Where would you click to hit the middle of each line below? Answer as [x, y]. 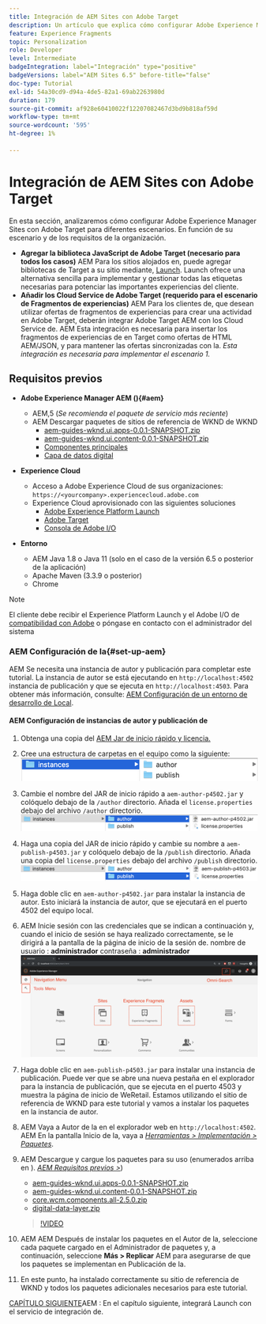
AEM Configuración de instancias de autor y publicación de [109, 721]
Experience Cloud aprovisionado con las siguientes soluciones [134, 503]
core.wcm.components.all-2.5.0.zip [90, 1200]
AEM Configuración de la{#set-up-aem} [88, 651]
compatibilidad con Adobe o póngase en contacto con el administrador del [130, 623]
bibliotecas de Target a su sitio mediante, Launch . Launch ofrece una [133, 270]
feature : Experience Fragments [60, 33]
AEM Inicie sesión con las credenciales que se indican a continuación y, [137, 925]
